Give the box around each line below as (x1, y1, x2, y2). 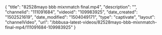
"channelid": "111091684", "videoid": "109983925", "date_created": (5, 9, 138, 15)
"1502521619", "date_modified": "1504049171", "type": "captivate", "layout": (5, 14, 156, 20)
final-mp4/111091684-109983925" (5, 24, 73, 30)
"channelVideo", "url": (5, 19, 49, 25)
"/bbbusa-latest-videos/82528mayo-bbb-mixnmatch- (50, 19, 157, 25)
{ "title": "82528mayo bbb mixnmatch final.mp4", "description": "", (5, 4, 137, 10)
